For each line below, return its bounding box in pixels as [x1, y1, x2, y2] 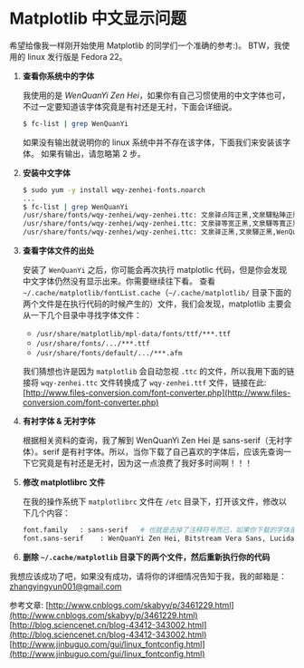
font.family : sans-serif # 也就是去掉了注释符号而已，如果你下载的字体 [22, 526, 290, 535]
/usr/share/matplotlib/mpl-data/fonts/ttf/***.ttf [35, 330, 232, 339]
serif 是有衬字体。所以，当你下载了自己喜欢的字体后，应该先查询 [42, 446, 284, 458]
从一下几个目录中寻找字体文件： [22, 310, 142, 321]
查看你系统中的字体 [22, 70, 95, 82]
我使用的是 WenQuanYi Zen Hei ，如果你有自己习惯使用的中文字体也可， [22, 90, 290, 101]
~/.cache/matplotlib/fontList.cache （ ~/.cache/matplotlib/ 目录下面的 [22, 287, 292, 298]
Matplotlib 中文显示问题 [9, 8, 187, 29]
